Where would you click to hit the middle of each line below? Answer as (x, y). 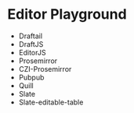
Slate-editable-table (51, 102)
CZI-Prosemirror (45, 69)
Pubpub (31, 77)
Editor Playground (67, 14)
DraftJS (31, 44)
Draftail (31, 36)
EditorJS (32, 52)
